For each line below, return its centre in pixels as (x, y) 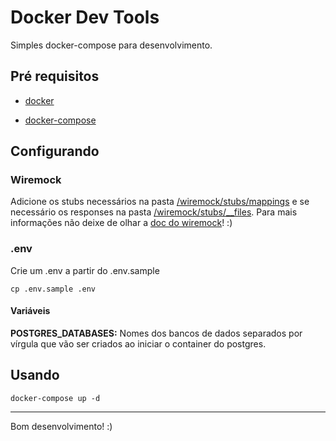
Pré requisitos (55, 76)
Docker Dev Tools (85, 17)
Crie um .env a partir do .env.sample (85, 270)
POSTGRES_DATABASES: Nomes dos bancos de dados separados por (156, 333)
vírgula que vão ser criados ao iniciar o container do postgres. (138, 343)
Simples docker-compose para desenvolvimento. (111, 45)
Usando (35, 375)
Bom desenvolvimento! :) (61, 426)
